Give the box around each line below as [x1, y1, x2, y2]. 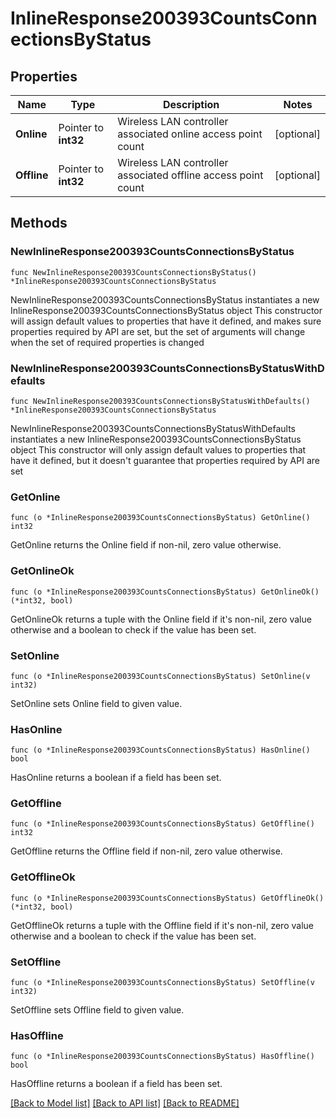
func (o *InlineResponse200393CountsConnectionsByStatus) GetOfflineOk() [10, 893, 325, 903]
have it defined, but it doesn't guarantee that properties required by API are [10, 454, 320, 466]
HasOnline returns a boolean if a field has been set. [10, 772, 222, 784]
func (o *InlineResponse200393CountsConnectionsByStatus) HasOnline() [10, 745, 311, 756]
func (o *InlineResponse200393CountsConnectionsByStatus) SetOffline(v [10, 978, 315, 988]
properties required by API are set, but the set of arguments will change [10, 325, 306, 337]
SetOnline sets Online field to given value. [10, 697, 183, 709]
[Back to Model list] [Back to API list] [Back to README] [10, 1097, 240, 1109]
